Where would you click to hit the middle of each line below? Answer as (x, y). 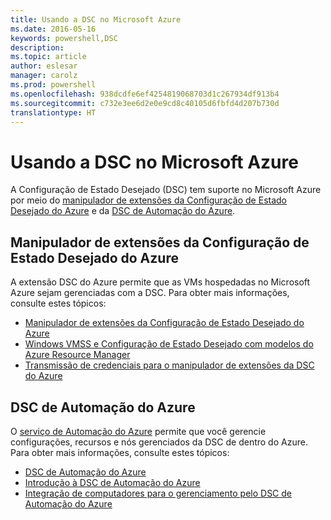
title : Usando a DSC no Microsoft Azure (96, 19)
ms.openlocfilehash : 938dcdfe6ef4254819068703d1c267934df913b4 (145, 94)
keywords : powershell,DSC (64, 38)
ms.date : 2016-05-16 (53, 29)
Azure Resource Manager (77, 355)
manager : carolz (44, 76)
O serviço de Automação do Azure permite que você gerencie (138, 431)
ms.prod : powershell (53, 85)
